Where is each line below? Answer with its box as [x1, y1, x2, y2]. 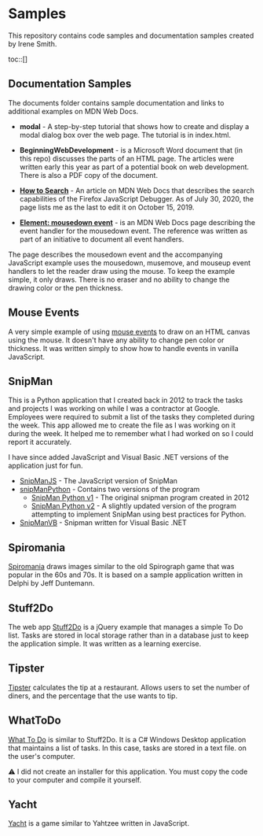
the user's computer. [8, 751, 76, 760]
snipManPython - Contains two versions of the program [19, 485, 200, 494]
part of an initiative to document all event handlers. [19, 234, 184, 244]
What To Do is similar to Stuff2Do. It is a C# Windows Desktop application [8, 734, 247, 744]
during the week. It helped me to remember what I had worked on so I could [8, 429, 254, 438]
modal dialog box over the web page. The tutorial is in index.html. [19, 130, 232, 139]
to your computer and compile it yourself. [8, 775, 142, 784]
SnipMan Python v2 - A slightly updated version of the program [31, 501, 237, 511]
